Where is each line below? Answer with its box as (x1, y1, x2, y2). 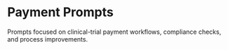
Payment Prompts (7, 4, 114, 20)
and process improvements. (7, 35, 88, 43)
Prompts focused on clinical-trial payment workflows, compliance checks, (7, 27, 222, 36)
